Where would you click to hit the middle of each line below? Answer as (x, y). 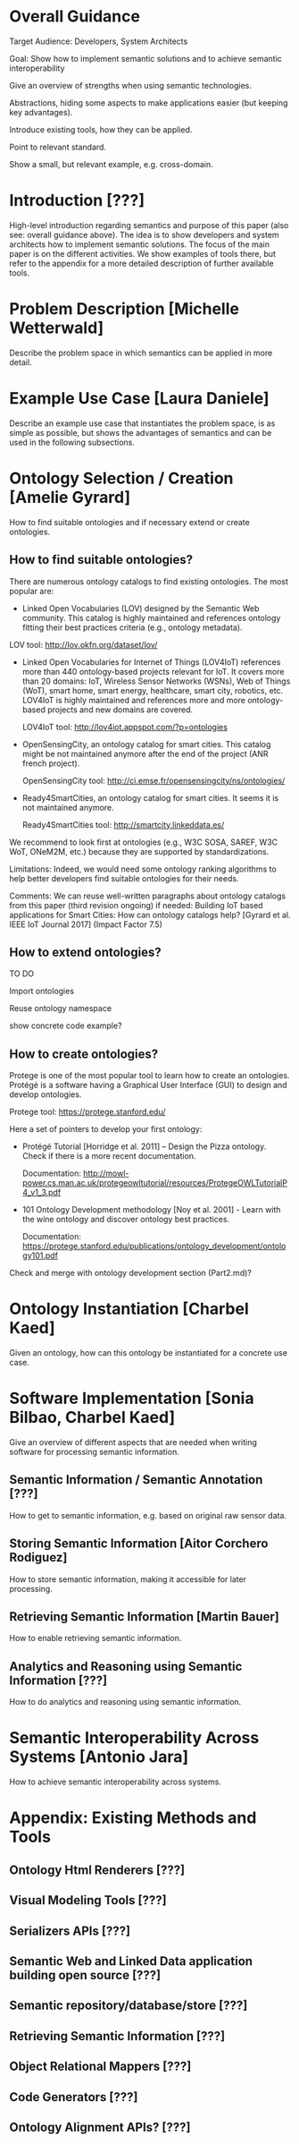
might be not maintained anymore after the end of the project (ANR (145, 753)
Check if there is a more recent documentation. (109, 1156)
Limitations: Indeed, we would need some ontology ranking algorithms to (143, 869)
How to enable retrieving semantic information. (96, 1638)
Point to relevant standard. (58, 147)
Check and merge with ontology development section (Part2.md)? (130, 1273)
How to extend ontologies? (86, 952)
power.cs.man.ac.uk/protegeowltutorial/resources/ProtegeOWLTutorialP (155, 1183)
